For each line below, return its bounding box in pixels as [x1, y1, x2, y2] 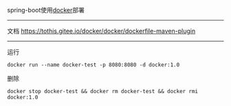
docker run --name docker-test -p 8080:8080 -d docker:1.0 [7, 62, 180, 68]
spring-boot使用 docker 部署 [7, 6, 85, 14]
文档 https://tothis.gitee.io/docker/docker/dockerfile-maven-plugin [7, 27, 196, 35]
